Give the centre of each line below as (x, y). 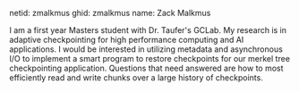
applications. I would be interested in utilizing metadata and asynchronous (146, 49)
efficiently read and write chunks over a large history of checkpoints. (137, 78)
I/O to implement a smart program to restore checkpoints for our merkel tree (150, 59)
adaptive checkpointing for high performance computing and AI (127, 40)
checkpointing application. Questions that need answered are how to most (146, 68)
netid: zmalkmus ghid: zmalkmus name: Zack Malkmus (110, 13)
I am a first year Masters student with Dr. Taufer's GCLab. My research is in (148, 30)
